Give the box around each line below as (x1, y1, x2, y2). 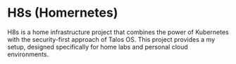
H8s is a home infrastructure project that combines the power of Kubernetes (7, 28, 229, 36)
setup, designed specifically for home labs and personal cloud (7, 42, 188, 51)
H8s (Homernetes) (7, 5, 118, 21)
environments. (7, 50, 49, 58)
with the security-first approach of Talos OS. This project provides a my (7, 35, 216, 43)
